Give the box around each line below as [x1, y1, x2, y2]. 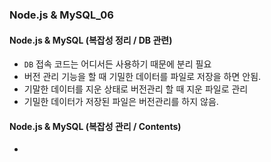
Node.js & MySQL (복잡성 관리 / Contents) [9, 120, 182, 132]
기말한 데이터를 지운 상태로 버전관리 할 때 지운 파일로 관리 [23, 83, 249, 95]
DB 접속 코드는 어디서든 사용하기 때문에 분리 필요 [23, 58, 212, 70]
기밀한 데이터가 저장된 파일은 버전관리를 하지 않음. [23, 96, 219, 108]
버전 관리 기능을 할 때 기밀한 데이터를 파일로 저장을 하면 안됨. [23, 71, 262, 83]
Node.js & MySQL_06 [9, 8, 114, 22]
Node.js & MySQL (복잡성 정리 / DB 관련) [9, 34, 173, 46]
